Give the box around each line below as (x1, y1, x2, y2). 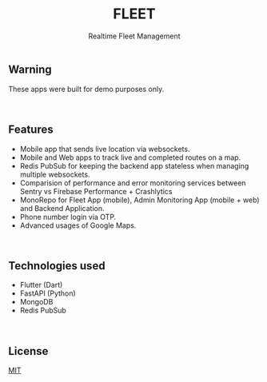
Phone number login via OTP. (19, 212, 117, 221)
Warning (8, 63, 52, 77)
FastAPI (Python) (19, 288, 76, 298)
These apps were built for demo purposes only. (8, 84, 165, 94)
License (8, 344, 49, 358)
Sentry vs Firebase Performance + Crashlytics (19, 186, 173, 196)
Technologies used (8, 259, 106, 273)
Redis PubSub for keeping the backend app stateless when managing (19, 161, 249, 170)
